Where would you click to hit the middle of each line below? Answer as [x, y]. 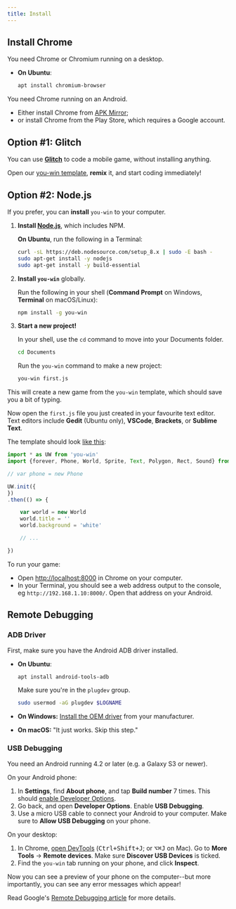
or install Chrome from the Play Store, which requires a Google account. [122, 120]
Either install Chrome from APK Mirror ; [73, 112]
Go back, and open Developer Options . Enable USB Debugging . [111, 806]
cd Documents [37, 352]
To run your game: [34, 564]
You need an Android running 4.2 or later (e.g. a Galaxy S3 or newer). [107, 763]
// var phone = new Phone [45, 474]
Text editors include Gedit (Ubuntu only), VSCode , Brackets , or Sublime [112, 421]
